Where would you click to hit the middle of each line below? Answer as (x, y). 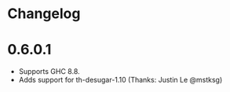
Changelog (44, 14)
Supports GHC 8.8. (49, 72)
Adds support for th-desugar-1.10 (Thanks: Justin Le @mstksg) (120, 80)
